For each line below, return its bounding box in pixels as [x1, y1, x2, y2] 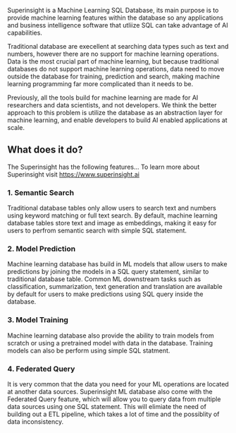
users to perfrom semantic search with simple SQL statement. [7, 226, 187, 235]
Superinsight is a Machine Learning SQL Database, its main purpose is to [7, 6, 219, 14]
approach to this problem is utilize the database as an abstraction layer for [7, 109, 223, 117]
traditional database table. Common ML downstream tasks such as [7, 275, 201, 283]
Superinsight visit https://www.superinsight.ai [7, 170, 139, 179]
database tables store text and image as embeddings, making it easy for [7, 219, 217, 227]
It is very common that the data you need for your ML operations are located [7, 380, 229, 388]
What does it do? [7, 144, 83, 156]
